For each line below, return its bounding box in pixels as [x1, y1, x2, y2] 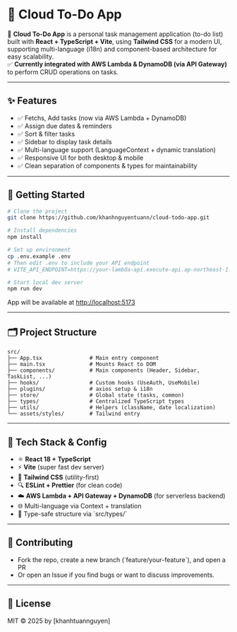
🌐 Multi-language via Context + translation [17, 501, 142, 510]
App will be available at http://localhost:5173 [7, 298, 135, 307]
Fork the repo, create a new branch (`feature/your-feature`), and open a [17, 555, 226, 564]
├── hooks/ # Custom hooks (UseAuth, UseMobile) [7, 380, 200, 387]
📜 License [7, 597, 51, 610]
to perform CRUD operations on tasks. [7, 67, 119, 76]
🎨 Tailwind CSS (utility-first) [17, 473, 99, 481]
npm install [7, 233, 42, 241]
